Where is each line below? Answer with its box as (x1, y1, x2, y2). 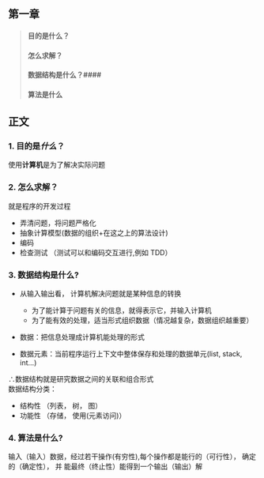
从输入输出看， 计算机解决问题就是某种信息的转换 (19, 289, 182, 299)
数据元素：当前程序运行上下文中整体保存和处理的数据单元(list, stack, (19, 349, 243, 359)
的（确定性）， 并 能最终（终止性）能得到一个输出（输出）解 (8, 461, 203, 472)
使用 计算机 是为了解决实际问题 (8, 160, 105, 170)
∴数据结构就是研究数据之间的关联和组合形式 (8, 374, 154, 384)
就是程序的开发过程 (8, 201, 71, 211)
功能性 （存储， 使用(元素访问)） (19, 411, 126, 420)
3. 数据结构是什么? (8, 269, 79, 280)
